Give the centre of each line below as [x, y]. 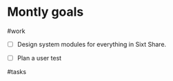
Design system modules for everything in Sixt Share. [92, 44]
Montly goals [45, 12]
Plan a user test [39, 58]
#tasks [17, 72]
